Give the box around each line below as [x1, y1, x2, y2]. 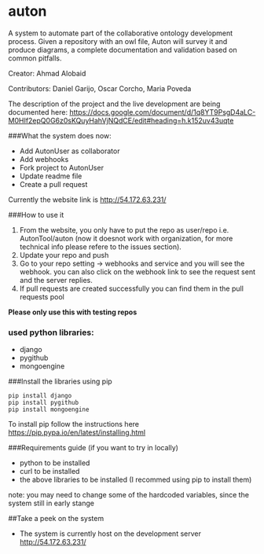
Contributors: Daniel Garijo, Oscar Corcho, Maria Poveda [8, 83, 192, 93]
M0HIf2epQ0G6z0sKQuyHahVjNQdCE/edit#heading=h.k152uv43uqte [8, 116, 234, 125]
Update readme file [19, 171, 82, 181]
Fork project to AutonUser [19, 163, 104, 172]
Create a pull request [19, 179, 88, 189]
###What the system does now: [8, 130, 112, 140]
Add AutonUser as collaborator [19, 146, 120, 156]
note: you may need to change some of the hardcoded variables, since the [8, 490, 250, 500]
